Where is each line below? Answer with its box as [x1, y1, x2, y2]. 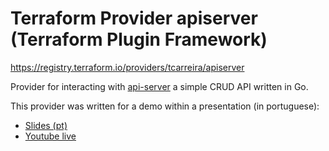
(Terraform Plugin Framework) [10, 28, 268, 51]
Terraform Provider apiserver [10, 7, 258, 30]
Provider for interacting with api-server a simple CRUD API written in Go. [10, 80, 309, 92]
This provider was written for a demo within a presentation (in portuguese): [10, 100, 320, 112]
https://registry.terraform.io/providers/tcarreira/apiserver [10, 61, 245, 73]
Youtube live [24, 130, 77, 142]
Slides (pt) [24, 119, 68, 131]
